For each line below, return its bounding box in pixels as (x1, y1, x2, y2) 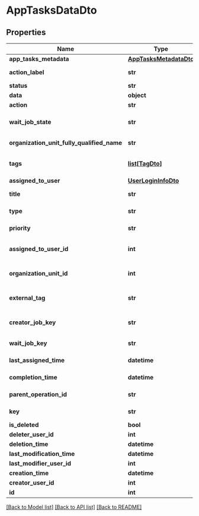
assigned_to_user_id (9, 245, 69, 253)
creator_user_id (9, 479, 54, 487)
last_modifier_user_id (9, 460, 72, 467)
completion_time (9, 373, 57, 381)
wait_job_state (9, 118, 52, 126)
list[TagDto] (127, 160, 162, 167)
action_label (9, 68, 44, 76)
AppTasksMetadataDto (127, 55, 194, 63)
